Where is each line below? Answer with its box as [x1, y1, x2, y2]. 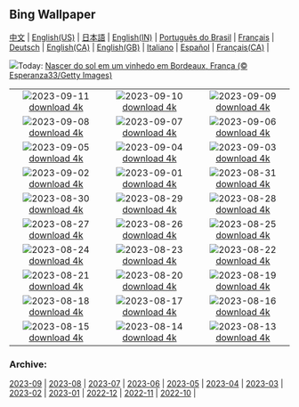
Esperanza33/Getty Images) [9, 69, 113, 80]
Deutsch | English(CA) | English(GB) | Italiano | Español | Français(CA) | [9, 42, 270, 53]
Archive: [9, 358, 47, 370]
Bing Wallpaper [9, 7, 96, 22]
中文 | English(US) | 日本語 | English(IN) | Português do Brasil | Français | [9, 31, 275, 43]
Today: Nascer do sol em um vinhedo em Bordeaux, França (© [18, 60, 247, 70]
